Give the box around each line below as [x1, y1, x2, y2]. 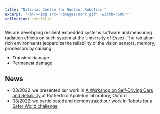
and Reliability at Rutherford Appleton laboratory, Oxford [12, 93, 127, 99]
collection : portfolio [5, 16, 52, 21]
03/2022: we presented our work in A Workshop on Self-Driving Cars [12, 87, 153, 93]
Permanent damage [12, 60, 53, 66]
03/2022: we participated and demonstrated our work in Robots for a [12, 98, 153, 104]
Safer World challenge [12, 103, 58, 109]
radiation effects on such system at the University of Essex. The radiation [5, 35, 154, 41]
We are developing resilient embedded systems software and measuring [5, 30, 152, 36]
